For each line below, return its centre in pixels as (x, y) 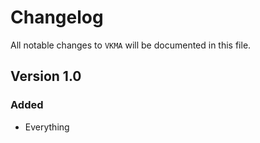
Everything (47, 127)
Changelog (57, 17)
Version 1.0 (46, 76)
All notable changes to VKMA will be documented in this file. (131, 45)
